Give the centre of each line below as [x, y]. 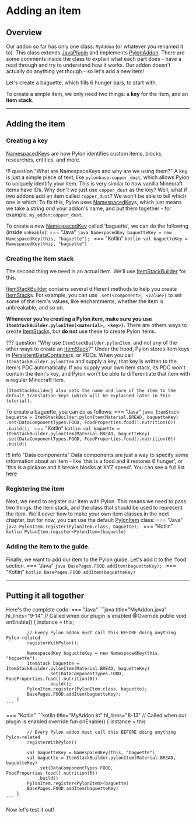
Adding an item [44, 11]
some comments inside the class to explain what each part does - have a [94, 59]
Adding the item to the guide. [48, 547]
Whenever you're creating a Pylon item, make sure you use [79, 319]
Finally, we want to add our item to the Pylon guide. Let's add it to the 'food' [97, 559]
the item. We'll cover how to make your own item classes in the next [87, 514]
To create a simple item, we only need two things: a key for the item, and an [97, 94]
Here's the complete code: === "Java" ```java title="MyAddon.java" [87, 610]
